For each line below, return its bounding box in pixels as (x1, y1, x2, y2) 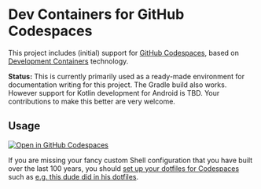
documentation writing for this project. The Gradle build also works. (8, 80, 227, 89)
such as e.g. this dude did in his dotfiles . (8, 172, 139, 181)
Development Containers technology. (8, 56, 129, 66)
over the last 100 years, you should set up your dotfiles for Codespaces (8, 163, 240, 173)
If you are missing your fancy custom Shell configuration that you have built (8, 155, 253, 165)
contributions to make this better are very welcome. (8, 96, 175, 106)
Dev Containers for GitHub (8, 5, 185, 24)
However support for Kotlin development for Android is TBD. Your (8, 88, 220, 97)
